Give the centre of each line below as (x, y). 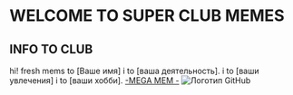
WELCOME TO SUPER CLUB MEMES (147, 16)
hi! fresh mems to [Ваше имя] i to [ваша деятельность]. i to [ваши (134, 71)
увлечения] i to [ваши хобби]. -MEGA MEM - (94, 81)
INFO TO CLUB (51, 49)
